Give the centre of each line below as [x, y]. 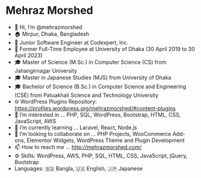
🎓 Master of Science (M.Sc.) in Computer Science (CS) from [90, 62]
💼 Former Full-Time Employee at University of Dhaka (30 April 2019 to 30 [104, 49]
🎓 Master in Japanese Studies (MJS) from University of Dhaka [93, 77]
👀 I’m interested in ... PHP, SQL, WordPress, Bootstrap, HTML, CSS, [97, 114]
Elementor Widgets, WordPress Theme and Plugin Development [105, 140]
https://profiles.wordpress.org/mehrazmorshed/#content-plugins [95, 108]
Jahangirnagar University [46, 70]
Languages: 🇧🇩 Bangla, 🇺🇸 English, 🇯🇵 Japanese [79, 168]
